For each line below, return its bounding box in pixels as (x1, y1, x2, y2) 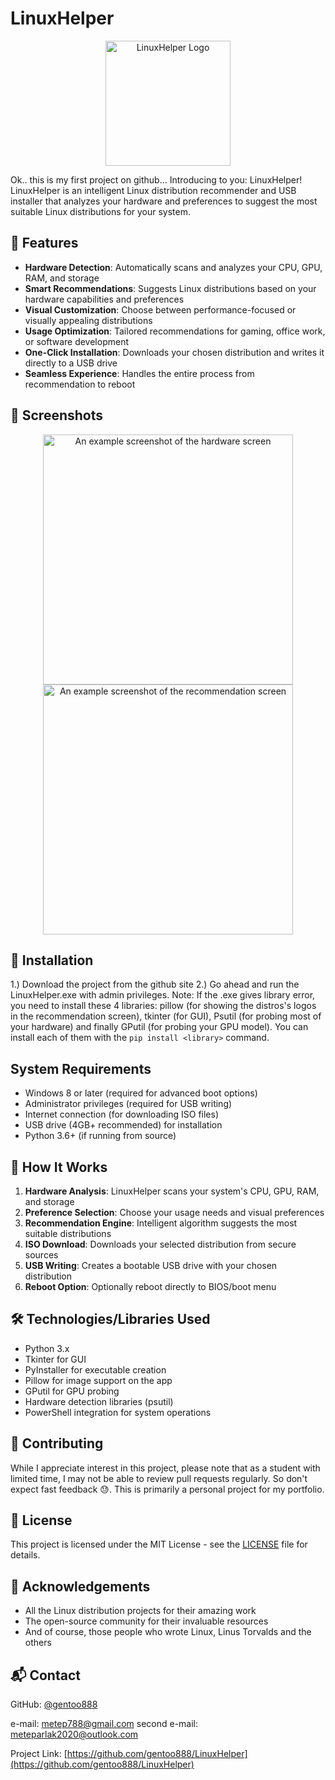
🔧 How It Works (10, 1158, 108, 1176)
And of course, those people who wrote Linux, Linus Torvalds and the (24, 1626, 312, 1638)
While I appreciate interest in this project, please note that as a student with (10, 1462, 321, 1474)
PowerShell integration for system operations (24, 1406, 212, 1418)
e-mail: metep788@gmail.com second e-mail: (10, 1718, 199, 1730)
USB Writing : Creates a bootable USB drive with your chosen (24, 1260, 278, 1271)
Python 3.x (24, 1342, 70, 1354)
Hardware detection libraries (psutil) (24, 1395, 174, 1407)
